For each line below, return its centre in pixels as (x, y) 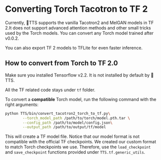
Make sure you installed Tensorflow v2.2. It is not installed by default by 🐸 (80, 75)
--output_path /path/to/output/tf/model (64, 127)
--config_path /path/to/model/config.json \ (68, 123)
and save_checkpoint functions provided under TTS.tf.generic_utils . (75, 152)
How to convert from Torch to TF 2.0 (62, 63)
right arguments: (22, 105)
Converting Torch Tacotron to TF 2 (77, 9)
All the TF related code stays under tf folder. (50, 90)
